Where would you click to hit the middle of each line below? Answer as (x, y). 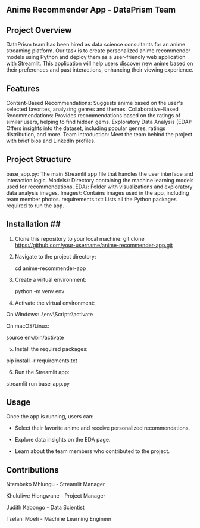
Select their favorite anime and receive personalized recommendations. (102, 428)
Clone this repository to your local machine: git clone (79, 238)
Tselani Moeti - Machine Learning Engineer (59, 519)
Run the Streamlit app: (42, 372)
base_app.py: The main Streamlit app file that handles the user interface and (100, 174)
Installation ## (33, 224)
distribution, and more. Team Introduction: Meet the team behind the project (99, 135)
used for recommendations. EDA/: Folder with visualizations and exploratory (99, 187)
